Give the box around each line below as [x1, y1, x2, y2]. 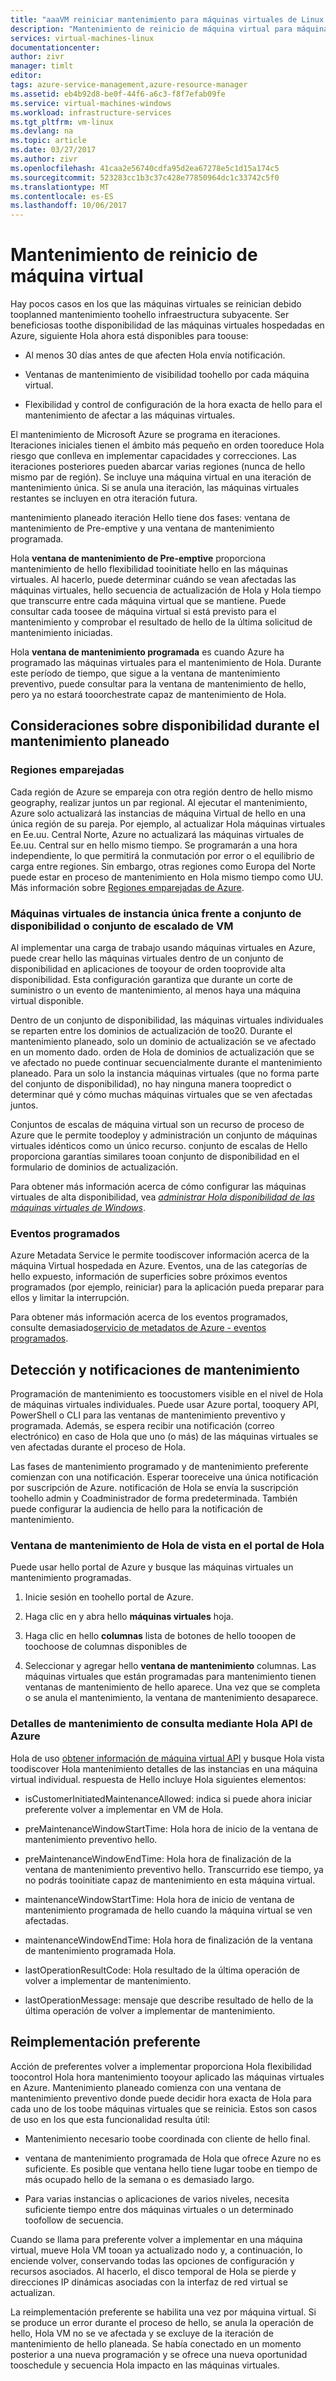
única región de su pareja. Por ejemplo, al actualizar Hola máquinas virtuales [10, 817, 326, 830]
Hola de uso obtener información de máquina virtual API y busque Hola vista [10, 1752, 325, 1764]
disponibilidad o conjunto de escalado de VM [10, 919, 234, 933]
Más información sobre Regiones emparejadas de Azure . [10, 881, 245, 893]
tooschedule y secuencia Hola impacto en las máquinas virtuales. [10, 2359, 280, 2371]
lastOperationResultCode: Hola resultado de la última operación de [24, 1964, 300, 1976]
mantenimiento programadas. [10, 1572, 132, 1584]
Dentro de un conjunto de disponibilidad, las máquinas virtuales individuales [10, 1014, 324, 1026]
